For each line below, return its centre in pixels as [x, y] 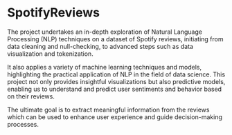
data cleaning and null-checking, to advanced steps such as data [100, 46]
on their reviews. [31, 96]
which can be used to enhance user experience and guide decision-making [115, 117]
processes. [23, 124]
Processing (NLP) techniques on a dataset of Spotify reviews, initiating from [115, 39]
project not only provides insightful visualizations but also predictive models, [116, 81]
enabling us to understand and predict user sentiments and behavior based [115, 89]
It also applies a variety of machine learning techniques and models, [105, 67]
